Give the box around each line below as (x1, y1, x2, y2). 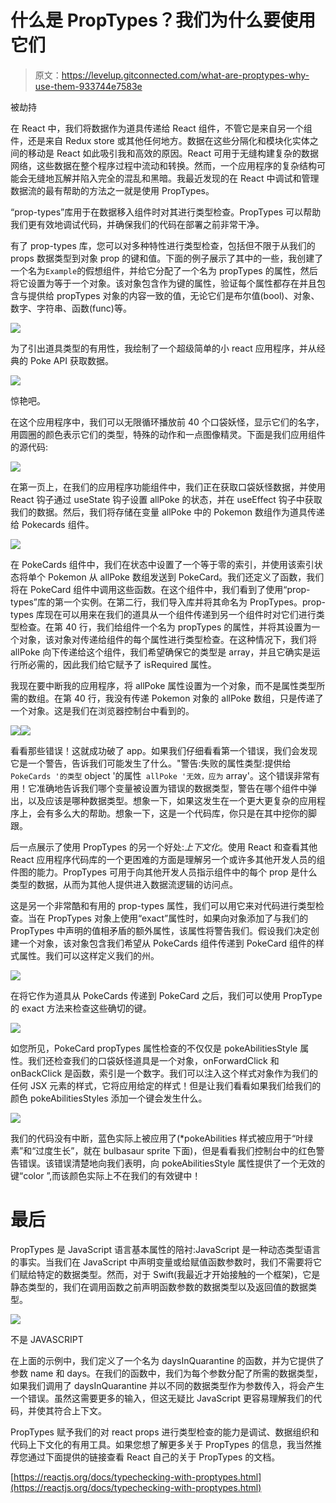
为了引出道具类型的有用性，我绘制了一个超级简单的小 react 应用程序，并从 (10, 342, 317, 354)
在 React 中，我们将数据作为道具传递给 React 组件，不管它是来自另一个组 (10, 122, 313, 134)
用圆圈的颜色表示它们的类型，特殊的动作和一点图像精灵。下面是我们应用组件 (10, 428, 326, 440)
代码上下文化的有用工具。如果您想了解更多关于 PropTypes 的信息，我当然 (10, 1438, 313, 1450)
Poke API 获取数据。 (29, 354, 114, 366)
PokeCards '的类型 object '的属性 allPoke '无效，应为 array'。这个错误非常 (10, 769, 312, 781)
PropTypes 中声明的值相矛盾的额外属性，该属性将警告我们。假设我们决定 (10, 924, 311, 936)
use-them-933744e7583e (34, 80, 143, 92)
